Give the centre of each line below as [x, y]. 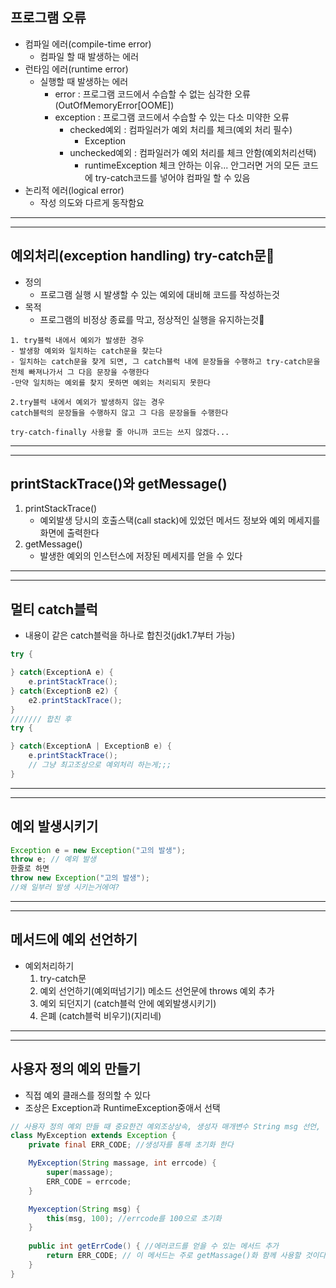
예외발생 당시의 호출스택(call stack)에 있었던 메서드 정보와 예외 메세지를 [180, 520]
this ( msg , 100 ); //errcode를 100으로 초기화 [134, 1218]
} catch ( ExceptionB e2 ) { [64, 691]
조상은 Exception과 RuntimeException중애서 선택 [122, 1107]
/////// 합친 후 [41, 719]
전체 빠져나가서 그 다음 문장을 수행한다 [80, 372]
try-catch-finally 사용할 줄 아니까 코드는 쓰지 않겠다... [120, 432]
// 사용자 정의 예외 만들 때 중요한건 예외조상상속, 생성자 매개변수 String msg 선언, [166, 1126]
